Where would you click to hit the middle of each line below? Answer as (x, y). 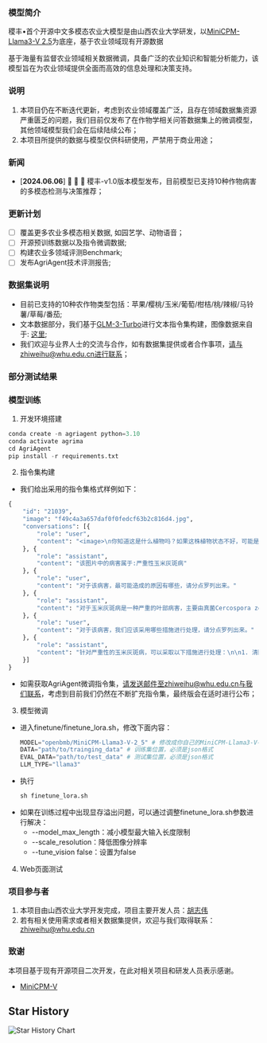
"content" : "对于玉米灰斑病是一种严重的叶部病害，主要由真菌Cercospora (144, 608)
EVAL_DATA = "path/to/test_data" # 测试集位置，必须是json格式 (116, 757)
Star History (39, 1011)
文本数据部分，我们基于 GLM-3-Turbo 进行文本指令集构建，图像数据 (129, 323)
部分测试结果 (33, 376)
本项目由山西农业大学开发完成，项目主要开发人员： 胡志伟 (114, 911)
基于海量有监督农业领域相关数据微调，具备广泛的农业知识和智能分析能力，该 (133, 58)
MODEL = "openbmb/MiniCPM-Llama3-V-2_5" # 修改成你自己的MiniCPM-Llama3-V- (140, 743)
